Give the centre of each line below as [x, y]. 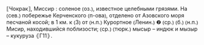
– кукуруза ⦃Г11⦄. [30, 36]
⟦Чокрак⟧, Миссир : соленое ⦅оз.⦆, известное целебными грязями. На [97, 9]
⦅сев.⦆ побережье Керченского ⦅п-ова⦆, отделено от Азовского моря [95, 15]
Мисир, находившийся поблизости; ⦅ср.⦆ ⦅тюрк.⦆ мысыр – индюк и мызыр [102, 29]
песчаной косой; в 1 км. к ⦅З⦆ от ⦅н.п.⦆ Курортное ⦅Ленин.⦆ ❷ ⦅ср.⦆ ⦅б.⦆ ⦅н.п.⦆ [102, 22]
